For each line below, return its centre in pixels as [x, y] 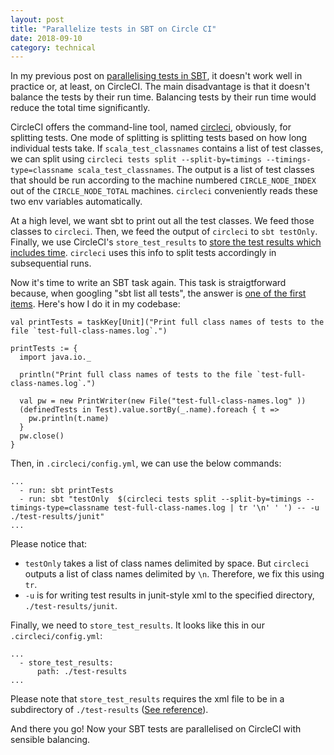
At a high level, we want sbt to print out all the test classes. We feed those [162, 221]
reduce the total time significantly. [80, 108]
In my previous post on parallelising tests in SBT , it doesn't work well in [156, 76]
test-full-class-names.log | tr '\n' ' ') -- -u [216, 508]
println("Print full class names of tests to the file [136, 375]
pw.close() [42, 436]
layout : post [37, 19]
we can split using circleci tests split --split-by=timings [136, 159]
